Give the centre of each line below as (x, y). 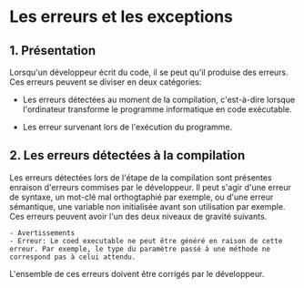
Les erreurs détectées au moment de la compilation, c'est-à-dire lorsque (159, 99)
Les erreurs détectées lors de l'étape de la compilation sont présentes (141, 177)
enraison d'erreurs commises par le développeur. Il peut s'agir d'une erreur (150, 187)
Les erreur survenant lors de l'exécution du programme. (127, 127)
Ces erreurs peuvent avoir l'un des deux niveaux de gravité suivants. (138, 216)
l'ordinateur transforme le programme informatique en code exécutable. (157, 109)
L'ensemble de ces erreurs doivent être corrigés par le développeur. (137, 273)
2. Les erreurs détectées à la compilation (127, 155)
